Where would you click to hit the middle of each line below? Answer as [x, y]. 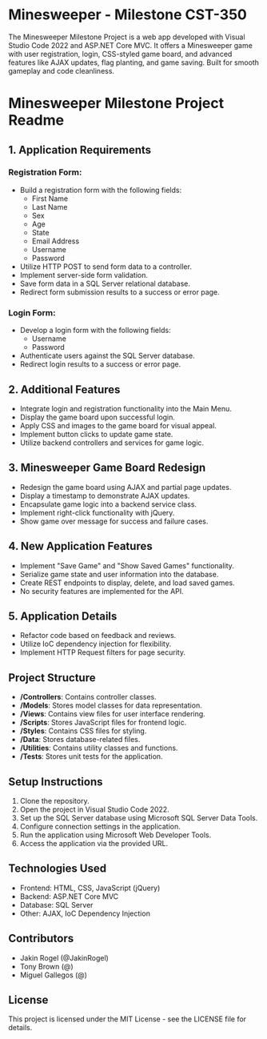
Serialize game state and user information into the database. [119, 574]
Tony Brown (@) [46, 966]
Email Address [56, 241]
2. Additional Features [64, 389]
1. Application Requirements [80, 150]
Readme [36, 120]
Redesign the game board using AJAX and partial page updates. [126, 487]
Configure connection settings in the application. [100, 826]
